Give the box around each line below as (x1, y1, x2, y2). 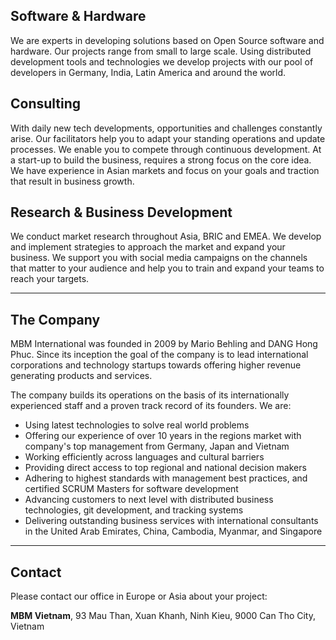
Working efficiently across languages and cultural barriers (24, 451, 265, 463)
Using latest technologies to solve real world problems (24, 419, 250, 431)
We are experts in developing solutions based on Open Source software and (10, 34, 325, 46)
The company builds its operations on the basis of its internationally (10, 389, 290, 401)
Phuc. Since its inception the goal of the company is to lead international (10, 349, 309, 361)
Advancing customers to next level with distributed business (24, 494, 274, 506)
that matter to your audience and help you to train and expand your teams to (10, 262, 325, 274)
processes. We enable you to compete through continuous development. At (10, 143, 322, 155)
